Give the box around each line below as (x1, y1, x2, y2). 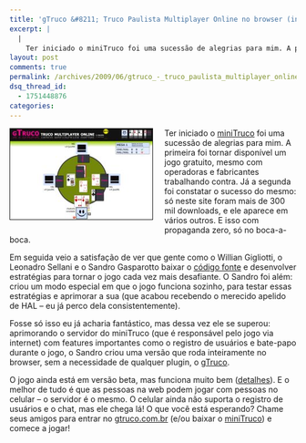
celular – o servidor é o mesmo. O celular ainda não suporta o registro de (9, 393, 284, 405)
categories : (9, 101, 55, 110)
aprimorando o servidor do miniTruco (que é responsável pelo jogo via (9, 327, 274, 338)
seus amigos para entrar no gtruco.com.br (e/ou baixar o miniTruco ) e (9, 413, 272, 424)
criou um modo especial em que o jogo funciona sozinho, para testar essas (9, 281, 292, 292)
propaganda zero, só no (164, 224, 255, 235)
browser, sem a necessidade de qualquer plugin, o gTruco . (9, 356, 230, 367)
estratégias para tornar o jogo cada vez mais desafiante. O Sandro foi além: (9, 271, 293, 282)
